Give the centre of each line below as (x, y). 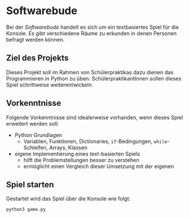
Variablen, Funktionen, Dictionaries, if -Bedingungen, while (95, 141)
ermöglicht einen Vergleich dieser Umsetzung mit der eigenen (99, 166)
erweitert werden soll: (32, 123)
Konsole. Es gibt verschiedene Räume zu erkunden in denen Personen (91, 33)
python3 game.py (26, 210)
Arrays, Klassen (68, 147)
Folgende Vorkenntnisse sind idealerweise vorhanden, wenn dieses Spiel (95, 117)
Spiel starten (30, 184)
